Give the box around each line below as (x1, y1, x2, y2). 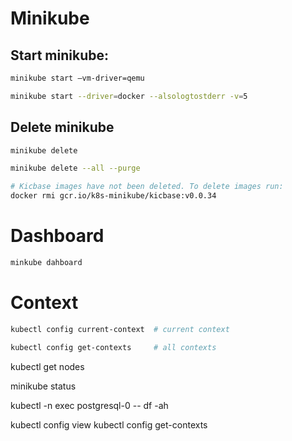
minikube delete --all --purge (10, 163, 141, 174)
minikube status (10, 380, 77, 392)
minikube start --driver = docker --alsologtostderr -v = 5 (10, 91, 248, 101)
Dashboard (10, 225, 105, 247)
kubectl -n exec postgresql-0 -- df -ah (10, 399, 169, 411)
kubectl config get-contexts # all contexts (10, 342, 217, 352)
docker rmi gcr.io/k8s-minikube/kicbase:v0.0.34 (10, 191, 217, 201)
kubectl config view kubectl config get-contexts (10, 418, 208, 431)
